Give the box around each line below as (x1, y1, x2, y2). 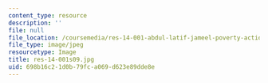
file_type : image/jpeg (8, 41, 84, 49)
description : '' (8, 19, 62, 27)
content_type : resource (8, 11, 88, 20)
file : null (8, 26, 45, 34)
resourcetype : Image (8, 48, 77, 56)
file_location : (8, 33, 59, 42)
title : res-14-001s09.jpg (8, 56, 94, 64)
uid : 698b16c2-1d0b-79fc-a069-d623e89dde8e (8, 63, 156, 71)
